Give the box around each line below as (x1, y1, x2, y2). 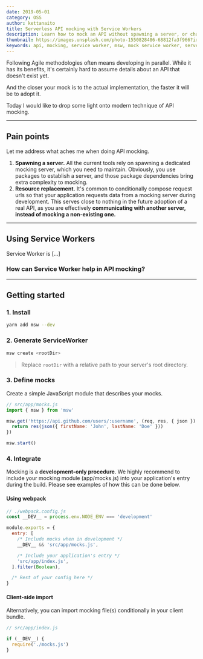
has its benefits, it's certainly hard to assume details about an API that (6, 65, 180, 73)
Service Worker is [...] (6, 250, 60, 257)
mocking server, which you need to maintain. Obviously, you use (14, 166, 176, 173)
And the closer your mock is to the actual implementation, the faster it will (6, 83, 190, 91)
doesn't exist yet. (6, 72, 50, 79)
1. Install (6, 308, 31, 317)
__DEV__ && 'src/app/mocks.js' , (17, 542, 98, 548)
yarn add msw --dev (6, 322, 56, 328)
